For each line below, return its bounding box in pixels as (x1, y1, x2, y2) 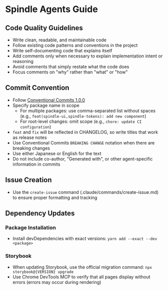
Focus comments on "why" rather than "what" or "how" (12, 69, 128, 75)
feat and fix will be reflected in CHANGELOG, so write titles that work (12, 129, 158, 135)
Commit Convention (5, 84, 69, 92)
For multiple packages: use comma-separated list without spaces (20, 107, 156, 114)
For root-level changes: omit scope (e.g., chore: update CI (20, 118, 142, 124)
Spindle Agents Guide (5, 4, 98, 15)
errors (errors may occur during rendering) (12, 279, 102, 285)
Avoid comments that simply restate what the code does (12, 64, 129, 69)
